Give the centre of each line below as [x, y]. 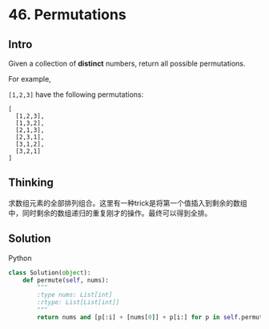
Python [20, 258]
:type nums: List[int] [75, 295]
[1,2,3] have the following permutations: [76, 94]
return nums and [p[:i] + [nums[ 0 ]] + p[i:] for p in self [138, 317]
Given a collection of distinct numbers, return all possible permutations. [127, 63]
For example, [30, 79]
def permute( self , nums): [66, 280]
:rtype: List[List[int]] [78, 303]
